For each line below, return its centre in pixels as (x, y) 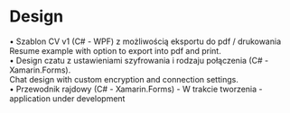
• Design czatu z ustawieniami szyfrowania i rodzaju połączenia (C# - (139, 60)
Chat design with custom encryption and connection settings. (124, 79)
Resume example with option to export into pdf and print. (115, 50)
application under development (67, 98)
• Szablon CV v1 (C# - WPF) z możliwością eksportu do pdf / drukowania (145, 41)
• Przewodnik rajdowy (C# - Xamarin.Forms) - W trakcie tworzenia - (136, 89)
